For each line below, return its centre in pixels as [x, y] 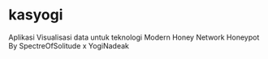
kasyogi [36, 15]
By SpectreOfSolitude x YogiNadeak [69, 45]
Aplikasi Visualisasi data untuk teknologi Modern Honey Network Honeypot [134, 37]
